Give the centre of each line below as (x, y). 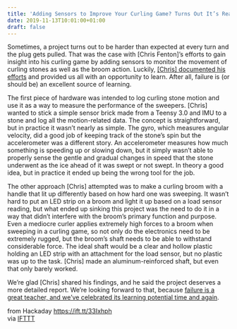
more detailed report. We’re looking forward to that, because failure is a (111, 290)
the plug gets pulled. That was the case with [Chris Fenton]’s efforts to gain (117, 54)
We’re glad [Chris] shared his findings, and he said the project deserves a (114, 283)
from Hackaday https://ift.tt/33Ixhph (60, 311)
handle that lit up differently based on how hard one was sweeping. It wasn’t (118, 194)
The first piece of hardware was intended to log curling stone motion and (114, 98)
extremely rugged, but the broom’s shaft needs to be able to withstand (110, 239)
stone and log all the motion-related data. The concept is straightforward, (114, 120)
